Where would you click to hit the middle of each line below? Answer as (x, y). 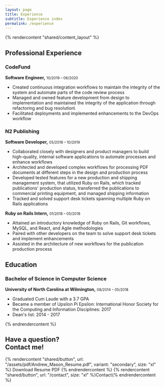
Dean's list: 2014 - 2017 (36, 314)
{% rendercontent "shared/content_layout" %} (52, 37)
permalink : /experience (30, 23)
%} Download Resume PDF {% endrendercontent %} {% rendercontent (77, 369)
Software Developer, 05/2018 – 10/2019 (43, 142)
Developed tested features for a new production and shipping (75, 178)
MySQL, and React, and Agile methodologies (58, 228)
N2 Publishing (22, 131)
